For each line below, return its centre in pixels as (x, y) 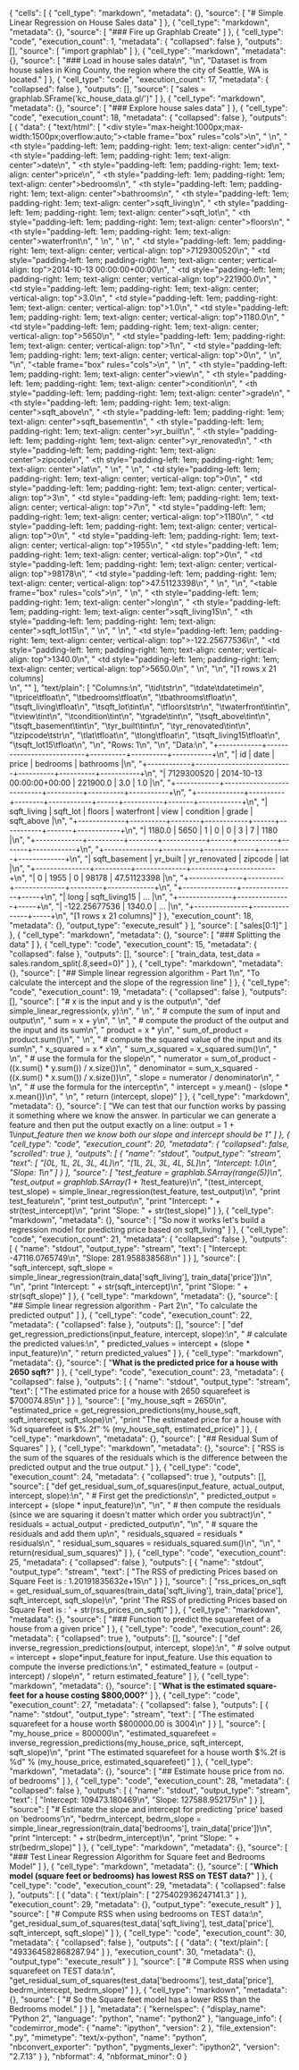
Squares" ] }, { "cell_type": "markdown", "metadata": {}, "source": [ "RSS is (147, 1448)
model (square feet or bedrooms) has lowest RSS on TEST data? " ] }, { (141, 1876)
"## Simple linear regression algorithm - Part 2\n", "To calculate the (133, 1306)
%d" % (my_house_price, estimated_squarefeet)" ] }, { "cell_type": (131, 1762)
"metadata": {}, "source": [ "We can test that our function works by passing (148, 1106)
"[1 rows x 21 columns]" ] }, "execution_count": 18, (162, 916)
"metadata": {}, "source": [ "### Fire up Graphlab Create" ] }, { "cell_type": (146, 32)
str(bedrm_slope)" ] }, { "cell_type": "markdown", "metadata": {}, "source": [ (149, 1847)
